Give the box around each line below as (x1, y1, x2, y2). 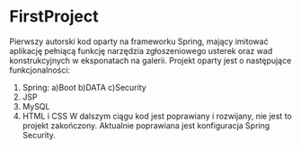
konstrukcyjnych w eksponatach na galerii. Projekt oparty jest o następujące (9, 55, 292, 66)
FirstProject (9, 6, 99, 27)
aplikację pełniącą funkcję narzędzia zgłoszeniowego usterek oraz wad (9, 45, 273, 56)
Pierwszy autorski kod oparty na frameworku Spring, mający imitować (9, 36, 269, 47)
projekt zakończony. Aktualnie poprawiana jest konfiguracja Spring (22, 119, 270, 131)
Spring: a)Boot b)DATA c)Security (22, 82, 146, 92)
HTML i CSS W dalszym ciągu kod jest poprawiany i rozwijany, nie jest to (22, 110, 292, 121)
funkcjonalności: (9, 65, 70, 75)
